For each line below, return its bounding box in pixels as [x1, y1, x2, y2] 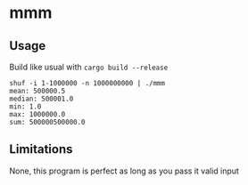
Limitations [9, 141, 73, 157]
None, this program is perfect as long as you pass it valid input [9, 165, 239, 176]
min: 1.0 [9, 102, 42, 111]
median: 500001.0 [9, 94, 74, 103]
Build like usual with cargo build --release [9, 61, 169, 72]
